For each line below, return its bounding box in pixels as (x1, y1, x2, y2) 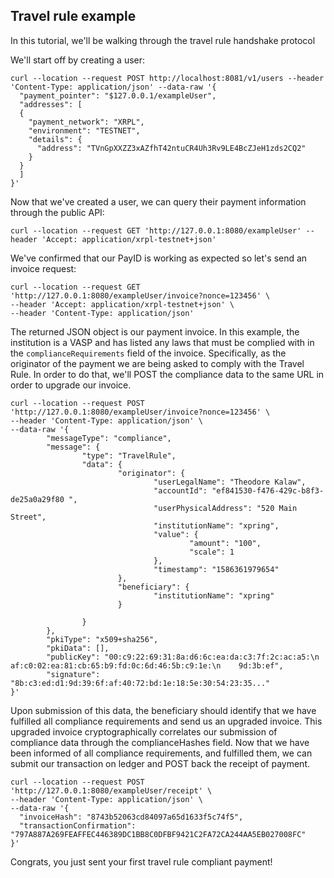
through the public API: (10, 206, 105, 218)
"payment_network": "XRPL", (28, 117, 145, 127)
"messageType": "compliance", (46, 433, 172, 443)
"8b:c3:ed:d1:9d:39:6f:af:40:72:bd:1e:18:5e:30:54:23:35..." (10, 678, 271, 688)
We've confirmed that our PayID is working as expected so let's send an (10, 252, 308, 264)
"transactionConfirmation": (19, 820, 137, 831)
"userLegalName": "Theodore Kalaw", (153, 477, 307, 487)
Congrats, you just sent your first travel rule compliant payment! (10, 855, 273, 868)
